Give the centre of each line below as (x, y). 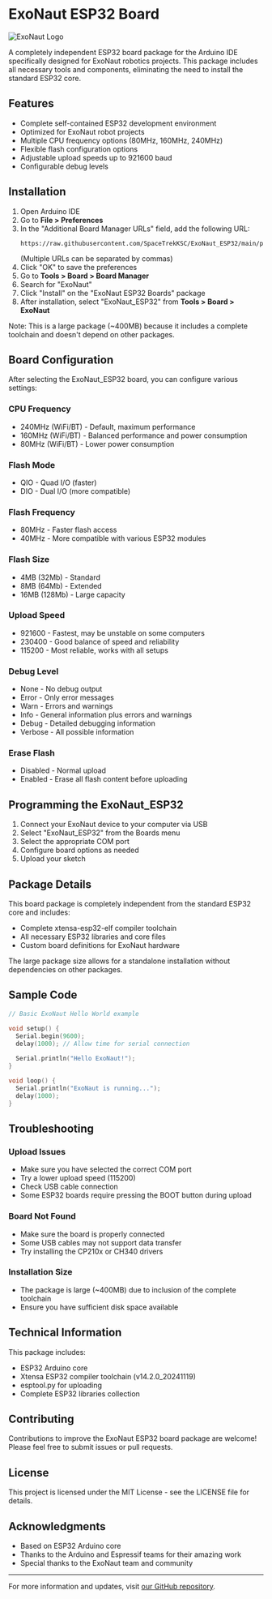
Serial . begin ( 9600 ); (50, 1036)
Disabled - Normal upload (63, 770)
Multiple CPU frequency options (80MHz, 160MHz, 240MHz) (121, 140)
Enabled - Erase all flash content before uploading (104, 779)
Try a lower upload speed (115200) (78, 1178)
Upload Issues (37, 1151)
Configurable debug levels (64, 166)
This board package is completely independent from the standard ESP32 (130, 904)
